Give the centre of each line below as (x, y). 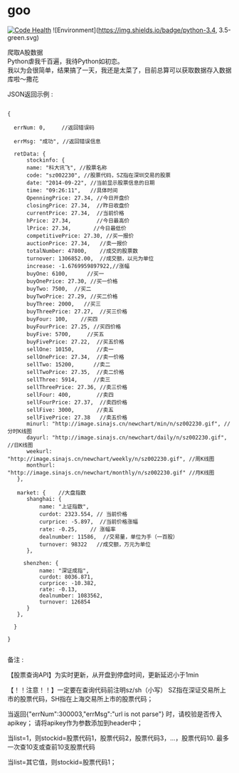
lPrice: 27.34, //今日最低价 (76, 228)
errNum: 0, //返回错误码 (54, 128)
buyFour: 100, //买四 (62, 319)
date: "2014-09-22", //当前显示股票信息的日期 (90, 183)
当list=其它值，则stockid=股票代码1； (62, 762)
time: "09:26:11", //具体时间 (72, 190)
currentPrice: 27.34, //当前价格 (75, 213)
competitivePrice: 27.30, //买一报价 (80, 236)
